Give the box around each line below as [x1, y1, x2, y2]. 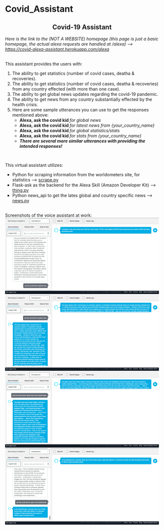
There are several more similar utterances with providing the [19, 138, 145, 144]
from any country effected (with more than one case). [12, 86, 121, 92]
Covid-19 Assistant [52, 23, 112, 31]
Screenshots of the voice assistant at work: [5, 212, 92, 218]
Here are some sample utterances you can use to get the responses [12, 107, 149, 113]
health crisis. [12, 102, 38, 107]
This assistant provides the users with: [5, 61, 82, 67]
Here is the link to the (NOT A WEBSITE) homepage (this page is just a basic [5, 36, 159, 42]
